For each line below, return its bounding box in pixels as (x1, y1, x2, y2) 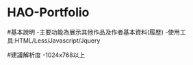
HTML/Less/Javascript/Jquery (14, 36, 101, 45)
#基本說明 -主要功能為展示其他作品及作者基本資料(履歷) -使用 (7, 28, 180, 36)
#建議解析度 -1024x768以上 (7, 51, 86, 59)
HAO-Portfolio (7, 5, 90, 20)
